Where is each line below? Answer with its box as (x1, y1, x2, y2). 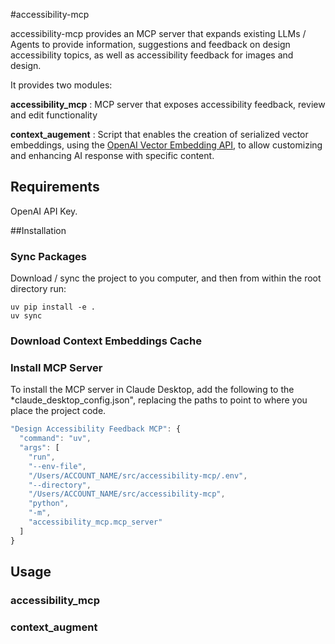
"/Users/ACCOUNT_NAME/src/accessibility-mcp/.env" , (28, 470, 248, 481)
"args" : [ (19, 443, 60, 453)
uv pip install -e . (10, 302, 97, 313)
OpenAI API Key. (10, 205, 78, 217)
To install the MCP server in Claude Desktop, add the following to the (10, 384, 295, 396)
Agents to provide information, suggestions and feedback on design (10, 39, 291, 50)
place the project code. (10, 405, 107, 417)
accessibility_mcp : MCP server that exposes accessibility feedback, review (10, 99, 326, 110)
